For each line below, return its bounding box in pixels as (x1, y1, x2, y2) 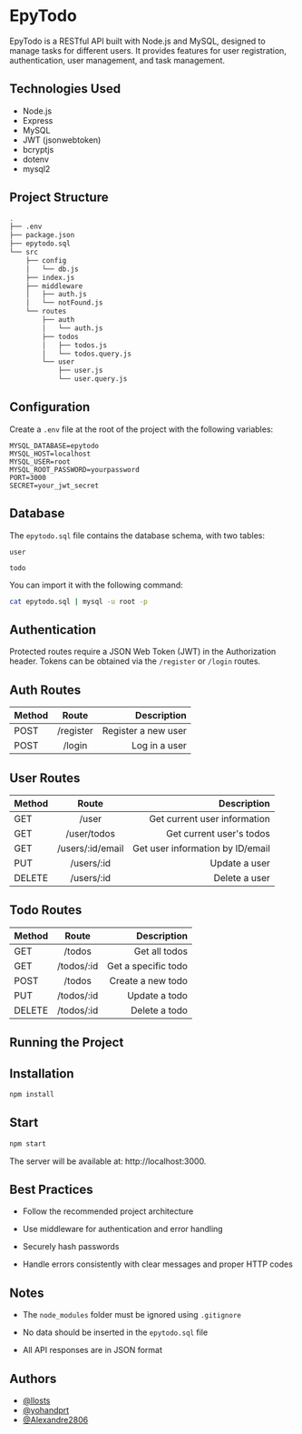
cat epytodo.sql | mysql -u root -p (9, 597, 148, 606)
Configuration (9, 399, 91, 415)
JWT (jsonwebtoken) (22, 134, 102, 145)
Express (22, 115, 54, 125)
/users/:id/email (57, 842, 124, 855)
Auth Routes (9, 682, 82, 697)
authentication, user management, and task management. (9, 55, 225, 65)
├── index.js (25, 273, 75, 282)
